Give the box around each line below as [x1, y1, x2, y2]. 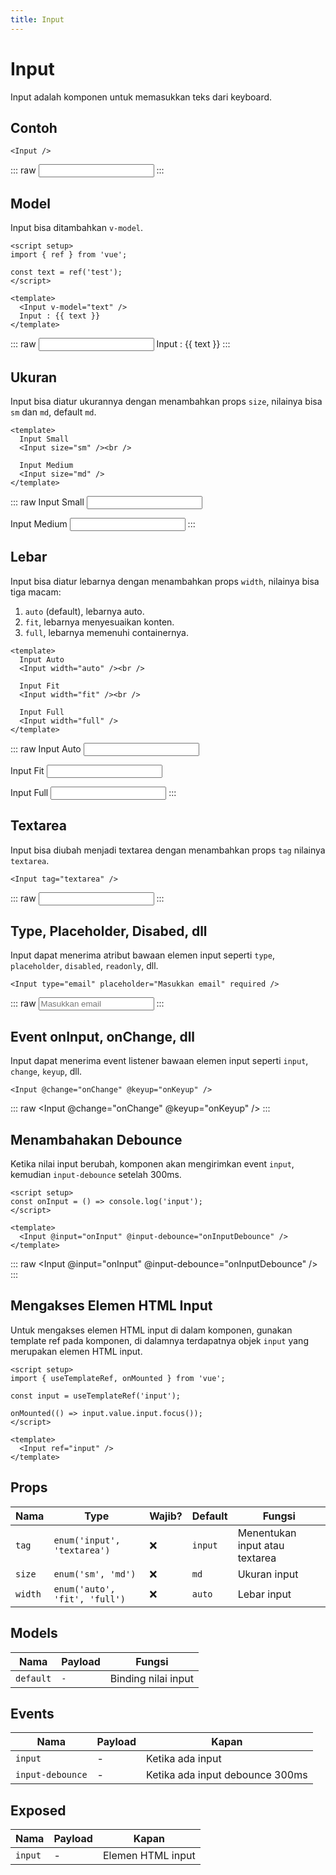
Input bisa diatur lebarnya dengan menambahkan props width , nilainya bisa [10, 575, 320, 587]
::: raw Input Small [10, 496, 85, 508]
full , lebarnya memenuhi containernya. [24, 626, 189, 638]
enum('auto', [53, 1583, 116, 1595]
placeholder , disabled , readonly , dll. [10, 960, 159, 972]
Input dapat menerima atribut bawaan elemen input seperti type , [10, 949, 275, 961]
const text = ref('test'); [10, 267, 123, 278]
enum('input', [53, 1534, 121, 1546]
